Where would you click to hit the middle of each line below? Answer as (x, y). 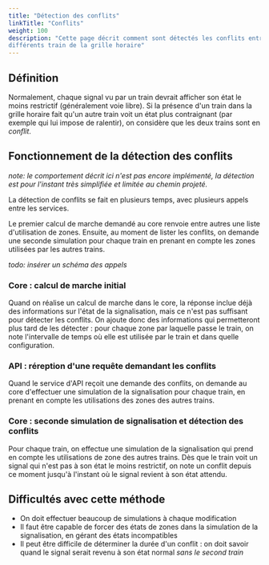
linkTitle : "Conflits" (46, 23)
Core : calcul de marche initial (67, 285)
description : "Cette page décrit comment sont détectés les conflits (127, 38)
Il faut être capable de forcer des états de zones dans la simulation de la (139, 527)
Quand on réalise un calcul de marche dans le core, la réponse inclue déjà (130, 303)
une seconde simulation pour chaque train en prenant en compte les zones (132, 240)
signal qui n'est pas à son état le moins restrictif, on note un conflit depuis (130, 466)
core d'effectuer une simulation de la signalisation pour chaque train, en (127, 392)
